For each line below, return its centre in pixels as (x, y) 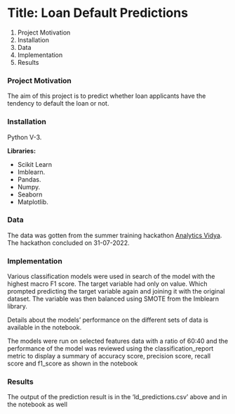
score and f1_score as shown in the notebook (73, 363)
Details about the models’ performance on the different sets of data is (108, 320)
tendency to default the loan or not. (58, 103)
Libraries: (22, 151)
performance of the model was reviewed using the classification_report (110, 349)
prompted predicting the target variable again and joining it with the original (116, 291)
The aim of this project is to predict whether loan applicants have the (107, 96)
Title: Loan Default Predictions (98, 13)
